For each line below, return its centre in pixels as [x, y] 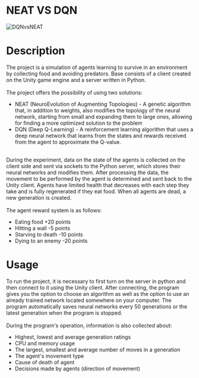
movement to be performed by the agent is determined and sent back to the [99, 178]
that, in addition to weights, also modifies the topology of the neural [97, 110]
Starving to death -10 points [49, 234]
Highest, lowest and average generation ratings [73, 337]
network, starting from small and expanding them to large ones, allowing [103, 116]
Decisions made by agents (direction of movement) [78, 368]
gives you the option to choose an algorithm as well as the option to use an [98, 294]
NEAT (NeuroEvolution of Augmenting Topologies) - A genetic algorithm [103, 104]
